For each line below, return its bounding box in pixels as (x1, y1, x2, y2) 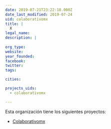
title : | (5, 21, 23, 26)
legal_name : (5, 30, 30, 35)
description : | (5, 35, 37, 40)
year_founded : (5, 53, 35, 59)
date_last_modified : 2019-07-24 (5, 12, 72, 17)
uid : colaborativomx (5, 16, 48, 21)
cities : (5, 77, 21, 82)
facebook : (5, 58, 26, 63)
